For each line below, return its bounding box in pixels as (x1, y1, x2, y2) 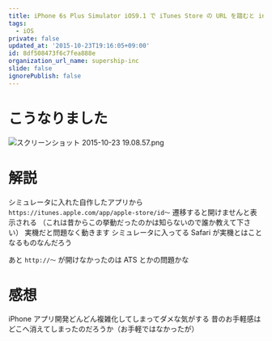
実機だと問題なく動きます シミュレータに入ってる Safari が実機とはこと (23, 227, 263, 237)
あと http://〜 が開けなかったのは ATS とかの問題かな (8, 255, 189, 264)
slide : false (8, 65, 53, 73)
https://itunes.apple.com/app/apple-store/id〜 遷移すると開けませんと (8, 207, 251, 217)
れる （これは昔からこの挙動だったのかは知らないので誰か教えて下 (22, 217, 244, 227)
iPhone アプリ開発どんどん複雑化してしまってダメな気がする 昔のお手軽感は (8, 314, 261, 324)
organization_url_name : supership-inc (8, 57, 139, 65)
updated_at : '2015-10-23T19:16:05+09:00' (8, 42, 151, 50)
